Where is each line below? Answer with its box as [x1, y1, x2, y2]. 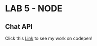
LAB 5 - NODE [5, 3, 63, 14]
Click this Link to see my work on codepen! [5, 35, 93, 41]
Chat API [5, 23, 33, 31]
